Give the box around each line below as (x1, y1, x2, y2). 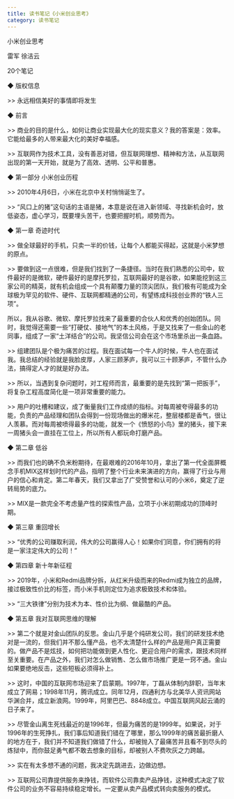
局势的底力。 (13, 484, 50, 493)
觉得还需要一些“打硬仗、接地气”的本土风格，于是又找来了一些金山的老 (25, 322, 226, 331)
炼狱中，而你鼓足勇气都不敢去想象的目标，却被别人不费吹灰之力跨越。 (7, 746, 209, 754)
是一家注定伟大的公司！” (7, 546, 78, 555)
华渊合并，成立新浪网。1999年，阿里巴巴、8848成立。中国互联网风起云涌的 (7, 696, 226, 705)
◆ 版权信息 (7, 81, 40, 89)
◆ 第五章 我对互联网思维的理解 (7, 614, 97, 622)
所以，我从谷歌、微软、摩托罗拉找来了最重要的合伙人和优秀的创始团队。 (7, 314, 214, 322)
